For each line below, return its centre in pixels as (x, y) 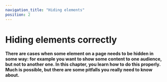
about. (12, 75)
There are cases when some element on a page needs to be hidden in (79, 54)
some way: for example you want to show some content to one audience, (83, 59)
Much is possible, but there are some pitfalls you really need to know (79, 70)
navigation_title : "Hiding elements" (45, 10)
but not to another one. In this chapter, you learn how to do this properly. (83, 64)
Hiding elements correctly (61, 40)
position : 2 (18, 15)
